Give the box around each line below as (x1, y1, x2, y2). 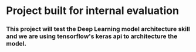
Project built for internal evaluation (6, 4, 179, 18)
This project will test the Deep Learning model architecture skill (6, 25, 190, 33)
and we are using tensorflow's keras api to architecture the (6, 32, 178, 40)
